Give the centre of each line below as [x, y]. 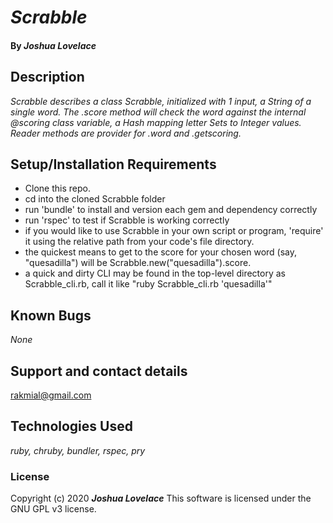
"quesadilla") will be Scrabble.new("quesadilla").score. [138, 263]
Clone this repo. [57, 188]
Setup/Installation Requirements [113, 164]
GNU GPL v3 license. [53, 509]
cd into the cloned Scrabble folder [95, 199]
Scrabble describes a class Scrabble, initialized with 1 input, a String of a [161, 101]
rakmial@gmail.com [51, 395]
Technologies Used [71, 426]
